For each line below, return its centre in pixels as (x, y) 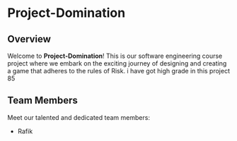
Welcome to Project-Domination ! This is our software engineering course (115, 56)
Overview (29, 39)
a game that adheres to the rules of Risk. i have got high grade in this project (118, 71)
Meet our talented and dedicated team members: (79, 117)
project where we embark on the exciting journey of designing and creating (117, 63)
